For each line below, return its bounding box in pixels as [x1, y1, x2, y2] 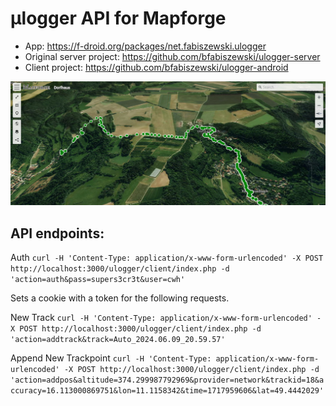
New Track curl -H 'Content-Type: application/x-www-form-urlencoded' [10, 312, 313, 324]
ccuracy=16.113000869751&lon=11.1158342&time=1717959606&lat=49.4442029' [10, 386, 325, 396]
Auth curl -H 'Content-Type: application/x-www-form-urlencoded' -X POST [10, 252, 324, 264]
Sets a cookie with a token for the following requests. [10, 292, 230, 304]
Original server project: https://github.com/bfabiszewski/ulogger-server [24, 50, 321, 62]
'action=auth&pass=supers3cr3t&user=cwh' [10, 275, 186, 285]
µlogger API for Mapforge [10, 7, 227, 30]
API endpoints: [10, 225, 105, 242]
